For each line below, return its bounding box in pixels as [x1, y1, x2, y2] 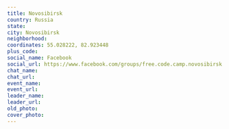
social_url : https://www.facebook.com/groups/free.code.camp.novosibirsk [7, 61, 223, 68]
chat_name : [7, 67, 38, 74]
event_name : [7, 80, 41, 87]
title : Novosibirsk [7, 10, 63, 17]
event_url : [7, 86, 38, 93]
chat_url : [7, 73, 36, 81]
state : [7, 23, 26, 29]
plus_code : [7, 48, 38, 55]
